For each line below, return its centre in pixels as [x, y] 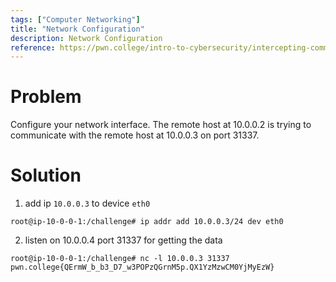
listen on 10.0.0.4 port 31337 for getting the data [123, 240]
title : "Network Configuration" [77, 29]
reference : [33, 47]
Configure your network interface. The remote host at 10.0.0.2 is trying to [161, 125]
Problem [46, 97]
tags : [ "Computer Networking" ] [75, 19]
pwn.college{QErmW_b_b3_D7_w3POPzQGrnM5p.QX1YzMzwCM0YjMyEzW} [142, 267]
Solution [46, 175]
